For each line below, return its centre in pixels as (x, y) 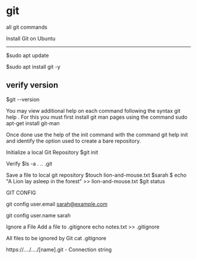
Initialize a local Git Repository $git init (52, 152)
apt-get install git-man (33, 123)
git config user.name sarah (38, 215)
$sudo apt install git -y (33, 66)
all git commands (27, 27)
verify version (32, 85)
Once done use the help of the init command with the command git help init (97, 134)
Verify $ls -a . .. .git (29, 163)
